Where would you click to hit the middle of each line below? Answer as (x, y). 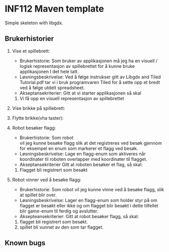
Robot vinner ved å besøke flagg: (47, 180)
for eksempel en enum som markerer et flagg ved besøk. (79, 148)
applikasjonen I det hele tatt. (49, 71)
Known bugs (25, 243)
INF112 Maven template (54, 9)
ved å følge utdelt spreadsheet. (52, 88)
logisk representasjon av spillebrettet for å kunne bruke (77, 66)
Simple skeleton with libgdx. (34, 23)
